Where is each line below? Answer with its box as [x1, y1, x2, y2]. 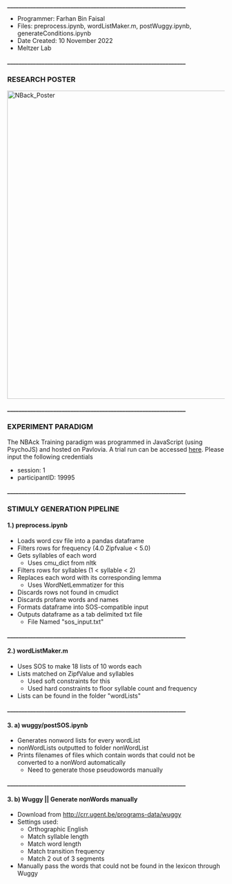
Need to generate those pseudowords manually [27, 766, 164, 774]
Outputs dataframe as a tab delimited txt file [17, 610, 143, 618]
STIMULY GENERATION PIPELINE [7, 504, 119, 513]
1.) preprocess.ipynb [7, 521, 68, 529]
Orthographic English [27, 825, 88, 833]
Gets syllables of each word [17, 551, 97, 559]
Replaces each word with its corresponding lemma [17, 573, 162, 581]
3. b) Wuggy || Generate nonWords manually [7, 795, 138, 803]
